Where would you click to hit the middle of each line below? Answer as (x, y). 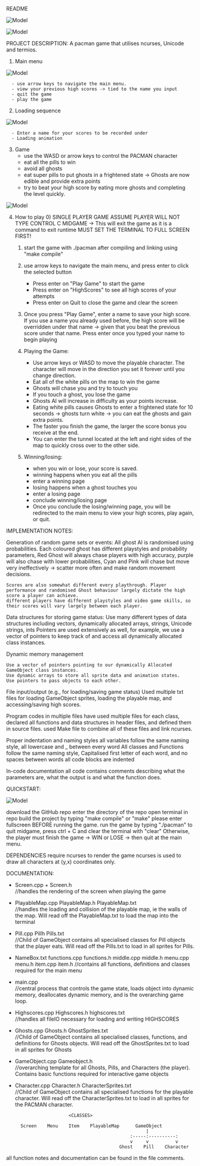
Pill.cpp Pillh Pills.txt (39, 934)
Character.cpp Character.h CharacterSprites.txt (73, 1085)
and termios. (22, 50)
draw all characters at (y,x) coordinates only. (61, 862)
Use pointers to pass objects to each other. (64, 681)
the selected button (48, 272)
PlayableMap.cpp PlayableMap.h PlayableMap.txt (76, 903)
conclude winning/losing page (70, 500)
